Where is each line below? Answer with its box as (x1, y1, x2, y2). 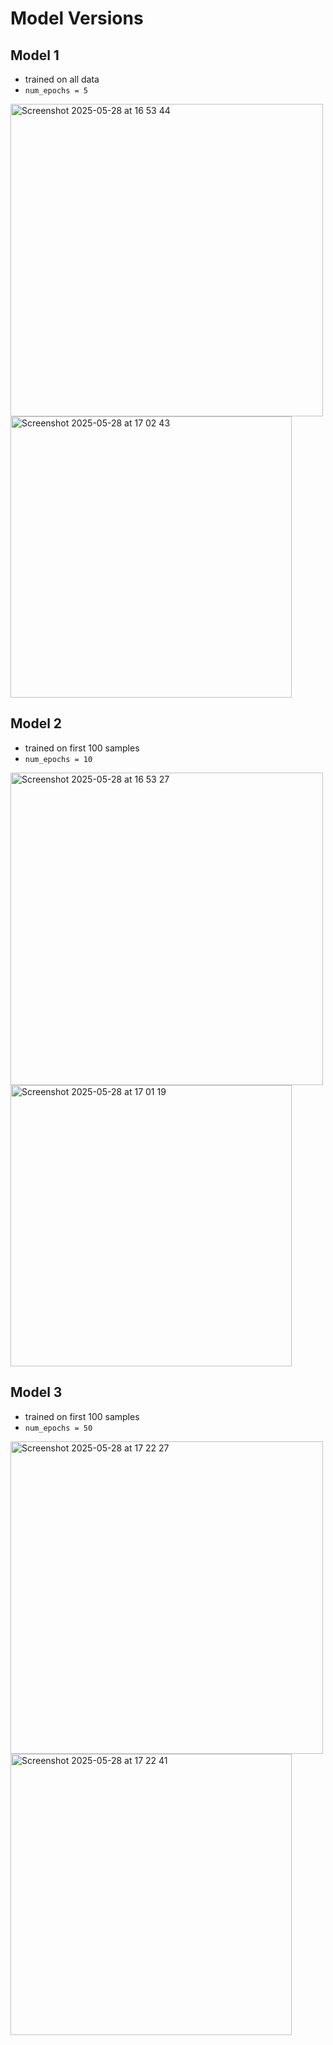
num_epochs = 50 (24, 1423, 93, 1433)
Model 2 (10, 715, 63, 732)
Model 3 (10, 1384, 63, 1401)
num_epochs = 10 (24, 754, 93, 764)
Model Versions (10, 7, 144, 30)
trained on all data (24, 73, 100, 85)
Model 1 (10, 47, 60, 64)
